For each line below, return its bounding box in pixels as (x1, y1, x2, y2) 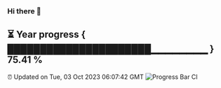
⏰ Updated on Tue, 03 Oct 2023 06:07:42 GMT (7, 73, 144, 81)
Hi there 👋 (7, 6, 42, 16)
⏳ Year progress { (7, 29, 86, 41)
